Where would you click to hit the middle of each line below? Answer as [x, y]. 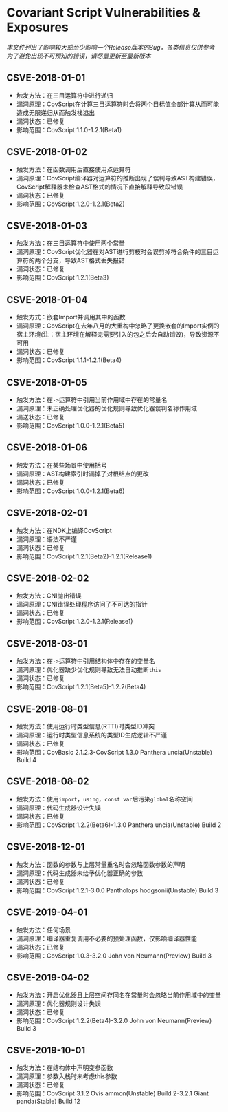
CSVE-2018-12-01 [46, 847]
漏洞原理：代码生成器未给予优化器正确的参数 [80, 873]
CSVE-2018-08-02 [48, 782]
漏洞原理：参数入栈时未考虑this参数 [67, 1076]
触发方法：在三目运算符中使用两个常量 [70, 243]
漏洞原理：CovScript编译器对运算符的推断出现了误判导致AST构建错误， [117, 178]
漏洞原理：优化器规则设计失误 [58, 1004]
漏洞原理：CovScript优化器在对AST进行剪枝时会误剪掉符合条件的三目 [115, 252]
